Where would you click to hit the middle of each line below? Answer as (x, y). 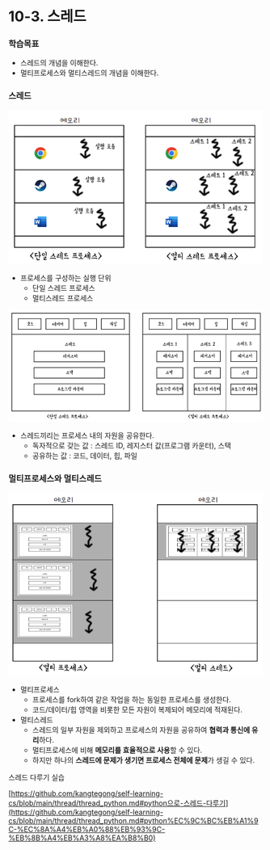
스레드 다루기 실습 (36, 777)
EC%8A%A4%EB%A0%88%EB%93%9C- (95, 829)
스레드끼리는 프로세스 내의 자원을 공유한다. (87, 435)
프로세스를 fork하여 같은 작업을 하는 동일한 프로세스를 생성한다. (132, 699)
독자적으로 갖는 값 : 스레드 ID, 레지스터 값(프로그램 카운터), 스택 (132, 445)
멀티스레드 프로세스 (63, 298)
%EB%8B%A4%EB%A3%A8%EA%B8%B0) (82, 838)
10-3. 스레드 (47, 17)
